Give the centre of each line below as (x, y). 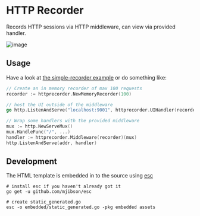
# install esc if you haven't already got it (63, 187)
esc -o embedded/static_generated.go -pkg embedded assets (81, 207)
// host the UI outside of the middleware (60, 104)
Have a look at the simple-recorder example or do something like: (86, 77)
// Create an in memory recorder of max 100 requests (74, 88)
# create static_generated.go (44, 202)
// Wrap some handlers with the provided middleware (73, 121)
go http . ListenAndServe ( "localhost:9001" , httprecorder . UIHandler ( (92, 110)
